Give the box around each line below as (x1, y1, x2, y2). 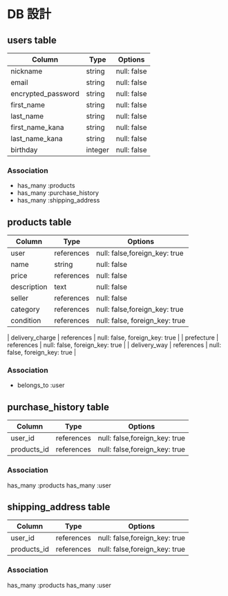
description (10, 282, 48, 292)
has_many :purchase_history (17, 189, 99, 197)
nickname (10, 66, 43, 76)
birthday (10, 145, 38, 154)
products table (7, 216, 72, 228)
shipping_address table (7, 501, 111, 512)
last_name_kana (10, 134, 64, 143)
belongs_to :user (17, 381, 65, 389)
